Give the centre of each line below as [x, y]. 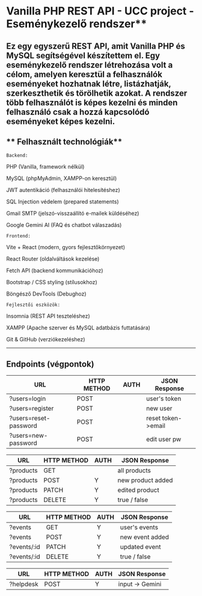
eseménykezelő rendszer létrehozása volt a [90, 65]
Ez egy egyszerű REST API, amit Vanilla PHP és [96, 46]
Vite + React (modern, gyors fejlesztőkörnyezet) [66, 247]
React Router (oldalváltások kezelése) [53, 259]
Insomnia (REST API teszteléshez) [48, 316]
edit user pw [164, 439]
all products [134, 471]
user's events [139, 527]
